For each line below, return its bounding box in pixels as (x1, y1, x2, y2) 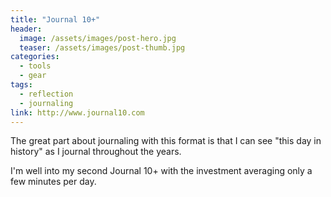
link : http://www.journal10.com (10, 107, 145, 118)
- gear (19, 71, 47, 81)
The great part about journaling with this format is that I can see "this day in (10, 135, 322, 147)
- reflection (19, 89, 74, 99)
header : (10, 24, 43, 34)
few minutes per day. (10, 176, 97, 188)
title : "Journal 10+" (10, 14, 101, 25)
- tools (19, 61, 52, 71)
